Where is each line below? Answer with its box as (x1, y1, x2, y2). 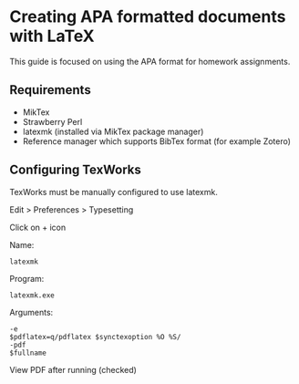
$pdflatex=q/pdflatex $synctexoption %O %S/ (9, 332, 181, 341)
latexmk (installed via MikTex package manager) (22, 126, 204, 137)
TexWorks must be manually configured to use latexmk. (9, 186, 219, 197)
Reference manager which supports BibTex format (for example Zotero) (22, 135, 292, 147)
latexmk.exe (9, 290, 55, 300)
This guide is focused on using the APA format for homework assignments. (9, 56, 291, 67)
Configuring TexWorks (9, 162, 141, 178)
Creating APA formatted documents (9, 6, 286, 27)
